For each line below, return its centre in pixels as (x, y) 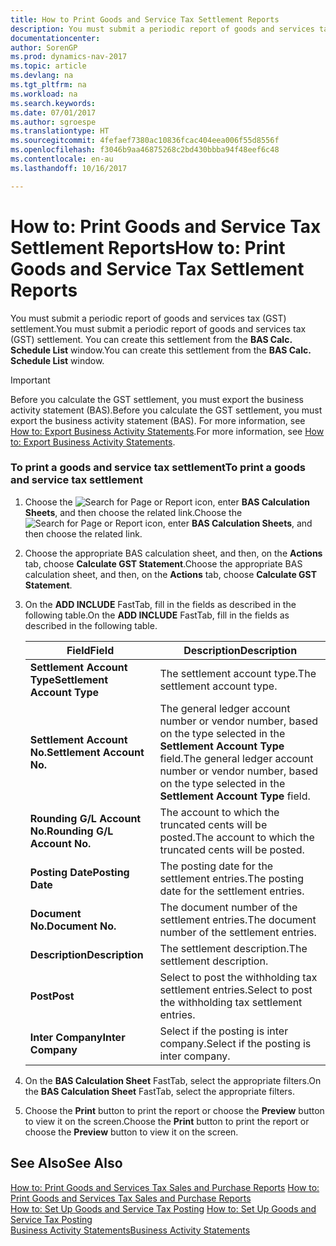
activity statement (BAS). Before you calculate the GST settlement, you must (166, 410)
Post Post (52, 996)
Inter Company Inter (77, 1037)
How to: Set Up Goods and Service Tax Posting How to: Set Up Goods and (163, 1208)
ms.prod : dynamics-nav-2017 (69, 57)
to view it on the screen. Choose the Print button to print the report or (167, 1121)
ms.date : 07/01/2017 (53, 112)
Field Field (90, 650)
